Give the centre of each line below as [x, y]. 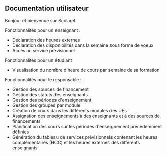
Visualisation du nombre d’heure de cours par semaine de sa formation [86, 70]
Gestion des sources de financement [50, 89]
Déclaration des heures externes [46, 40]
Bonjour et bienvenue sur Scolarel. [41, 20]
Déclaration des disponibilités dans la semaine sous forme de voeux [83, 45]
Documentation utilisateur [47, 8]
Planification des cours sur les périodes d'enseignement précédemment [87, 126]
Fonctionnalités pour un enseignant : [43, 30]
